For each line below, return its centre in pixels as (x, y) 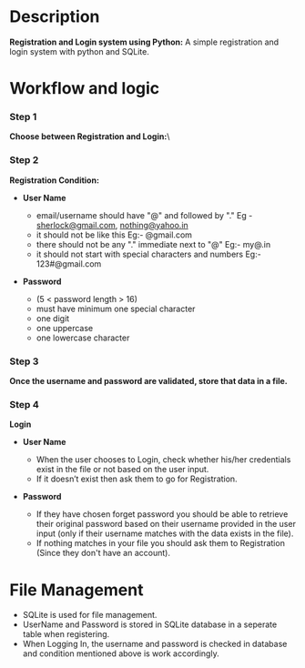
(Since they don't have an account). (103, 553)
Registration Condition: (55, 180)
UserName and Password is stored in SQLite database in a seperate (150, 624)
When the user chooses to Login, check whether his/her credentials (163, 460)
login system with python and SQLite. (80, 51)
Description (55, 17)
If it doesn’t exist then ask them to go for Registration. (137, 479)
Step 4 (24, 404)
